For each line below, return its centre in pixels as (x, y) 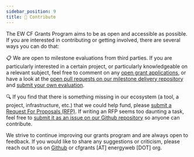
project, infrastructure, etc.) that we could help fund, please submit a (89, 105)
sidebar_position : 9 (31, 11)
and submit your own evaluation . (45, 85)
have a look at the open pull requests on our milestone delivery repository (95, 78)
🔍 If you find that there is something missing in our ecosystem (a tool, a (93, 97)
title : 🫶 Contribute (31, 17)
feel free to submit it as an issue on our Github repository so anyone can (93, 117)
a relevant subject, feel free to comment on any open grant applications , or (96, 72)
